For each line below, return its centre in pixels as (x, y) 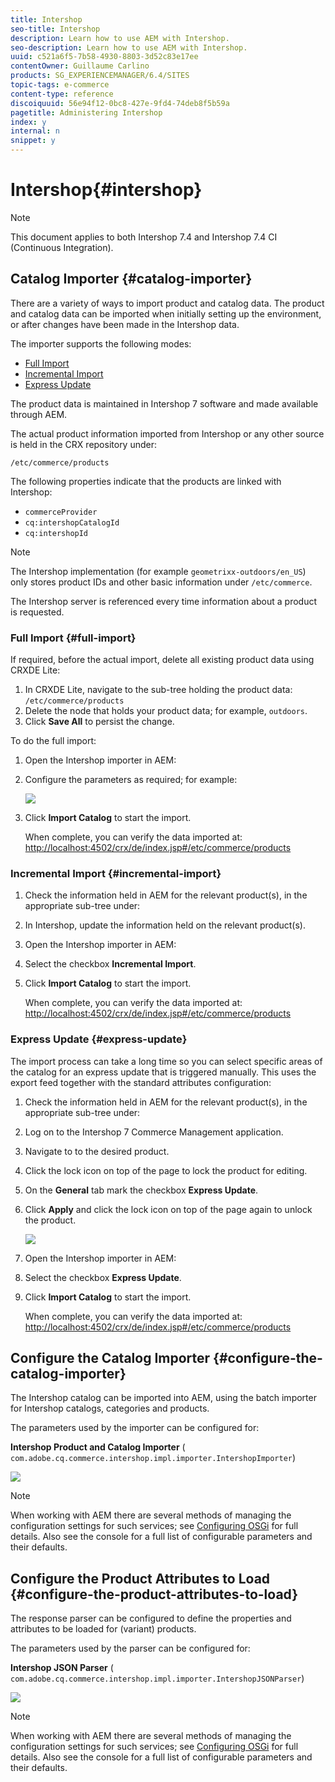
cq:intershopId (56, 533)
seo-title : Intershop (55, 29)
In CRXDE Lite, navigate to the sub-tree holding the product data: (158, 690)
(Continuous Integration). (62, 247)
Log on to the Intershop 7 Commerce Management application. (154, 1132)
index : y (28, 122)
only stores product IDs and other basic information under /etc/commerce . (161, 582)
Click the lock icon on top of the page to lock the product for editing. (166, 1170)
